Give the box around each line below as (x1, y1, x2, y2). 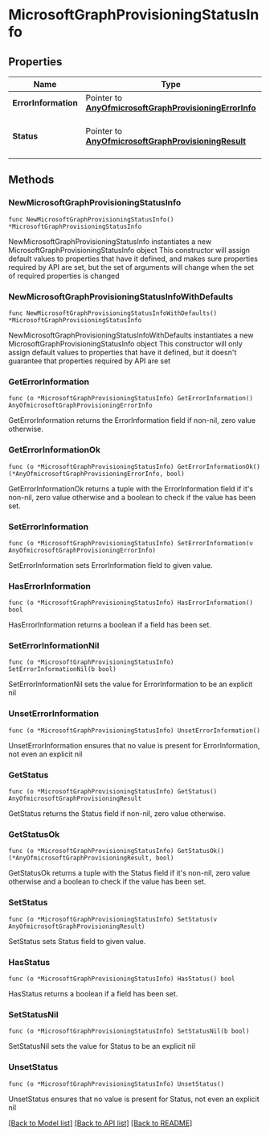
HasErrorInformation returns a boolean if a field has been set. (8, 620, 211, 630)
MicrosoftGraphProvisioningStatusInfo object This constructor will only (8, 338, 243, 348)
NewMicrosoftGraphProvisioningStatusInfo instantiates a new (8, 236, 211, 246)
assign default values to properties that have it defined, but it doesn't (8, 347, 237, 357)
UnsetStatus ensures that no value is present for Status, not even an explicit (8, 1094, 260, 1104)
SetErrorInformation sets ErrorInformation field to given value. (8, 560, 213, 570)
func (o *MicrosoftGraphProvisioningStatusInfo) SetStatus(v (8, 915, 218, 923)
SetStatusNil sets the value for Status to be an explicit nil (8, 1042, 195, 1051)
